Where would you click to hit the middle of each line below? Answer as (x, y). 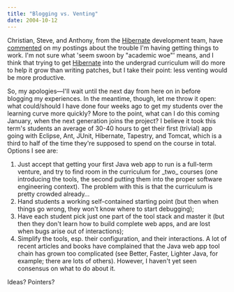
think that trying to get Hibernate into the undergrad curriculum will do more (116, 62)
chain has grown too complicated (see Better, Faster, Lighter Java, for (118, 253)
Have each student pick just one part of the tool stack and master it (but (121, 216)
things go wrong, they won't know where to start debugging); (105, 209)
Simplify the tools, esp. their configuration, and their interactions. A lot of (122, 238)
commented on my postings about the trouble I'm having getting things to (113, 48)
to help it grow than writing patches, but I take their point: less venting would (117, 70)
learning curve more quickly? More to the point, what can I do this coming (114, 113)
